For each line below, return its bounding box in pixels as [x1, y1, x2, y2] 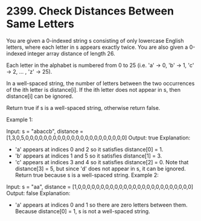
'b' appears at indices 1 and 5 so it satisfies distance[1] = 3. [14, 152, 162, 159]
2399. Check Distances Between [6, 4, 174, 18]
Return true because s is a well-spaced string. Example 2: [14, 171, 159, 179]
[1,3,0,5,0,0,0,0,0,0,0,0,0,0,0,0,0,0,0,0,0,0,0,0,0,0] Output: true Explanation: [6, 134, 191, 141]
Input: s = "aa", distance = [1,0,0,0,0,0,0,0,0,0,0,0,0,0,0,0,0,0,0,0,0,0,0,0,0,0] [6, 183, 194, 190]
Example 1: [6, 116, 33, 123]
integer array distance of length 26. [27, 50, 116, 57]
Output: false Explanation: [6, 189, 71, 197]
